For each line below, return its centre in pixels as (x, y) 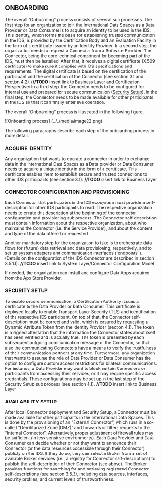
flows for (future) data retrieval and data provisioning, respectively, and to (79, 248)
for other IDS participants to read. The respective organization (90, 208)
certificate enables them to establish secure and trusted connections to (76, 174)
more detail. (17, 135)
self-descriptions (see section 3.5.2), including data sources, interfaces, (77, 474)
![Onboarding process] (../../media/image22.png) (54, 121)
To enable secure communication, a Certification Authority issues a (72, 301)
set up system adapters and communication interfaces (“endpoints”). (74, 253)
